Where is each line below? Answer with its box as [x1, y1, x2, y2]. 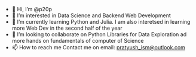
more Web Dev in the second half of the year [11, 24, 122, 31]
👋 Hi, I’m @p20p [11, 6, 53, 12]
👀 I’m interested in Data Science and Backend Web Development [11, 12, 171, 19]
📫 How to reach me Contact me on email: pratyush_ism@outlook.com [11, 44, 185, 50]
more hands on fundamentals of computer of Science [11, 37, 144, 44]
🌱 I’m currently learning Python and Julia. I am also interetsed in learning [11, 18, 191, 25]
